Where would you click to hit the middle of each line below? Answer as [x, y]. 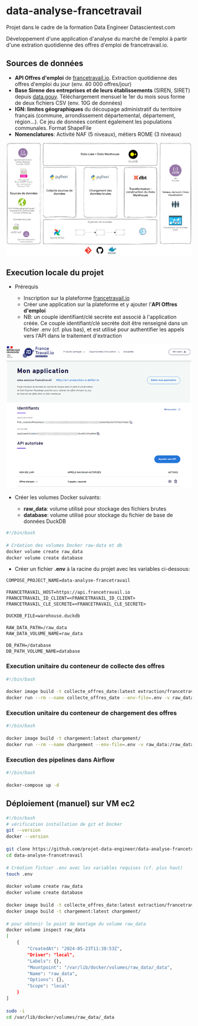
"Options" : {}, [46, 980]
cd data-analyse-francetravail [44, 855]
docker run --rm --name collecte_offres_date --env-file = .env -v [88, 698]
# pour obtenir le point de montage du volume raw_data [76, 924]
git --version [24, 831]
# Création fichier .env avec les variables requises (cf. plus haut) [95, 868]
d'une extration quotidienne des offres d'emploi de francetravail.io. [88, 45]
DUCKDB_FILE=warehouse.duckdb [43, 616]
